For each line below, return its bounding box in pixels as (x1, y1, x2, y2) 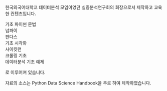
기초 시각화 (5, 40, 27, 46)
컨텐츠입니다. (10, 10, 37, 16)
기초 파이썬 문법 (5, 21, 37, 27)
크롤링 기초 (5, 52, 27, 58)
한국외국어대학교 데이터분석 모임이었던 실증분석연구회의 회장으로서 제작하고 (5, 4, 153, 10)
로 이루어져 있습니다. (5, 69, 46, 75)
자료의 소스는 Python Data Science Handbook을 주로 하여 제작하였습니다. (5, 80, 151, 86)
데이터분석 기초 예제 (5, 59, 44, 64)
